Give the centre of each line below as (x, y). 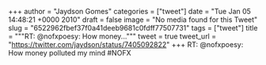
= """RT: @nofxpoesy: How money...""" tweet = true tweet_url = (112, 36)
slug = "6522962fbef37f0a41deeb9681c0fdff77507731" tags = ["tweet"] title (133, 28)
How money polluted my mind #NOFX (70, 53)
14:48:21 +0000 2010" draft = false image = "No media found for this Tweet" (133, 20)
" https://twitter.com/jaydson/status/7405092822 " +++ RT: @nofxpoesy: (126, 45)
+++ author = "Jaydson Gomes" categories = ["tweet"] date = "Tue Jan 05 (130, 11)
